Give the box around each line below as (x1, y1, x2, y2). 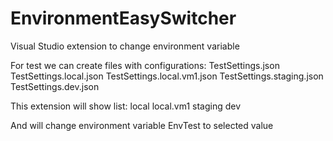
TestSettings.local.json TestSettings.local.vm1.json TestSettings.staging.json (10, 70, 324, 82)
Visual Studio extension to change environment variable (10, 40, 240, 52)
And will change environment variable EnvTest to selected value (10, 119, 274, 131)
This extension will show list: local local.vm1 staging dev (10, 100, 242, 112)
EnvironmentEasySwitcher (10, 7, 237, 30)
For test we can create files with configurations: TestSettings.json (10, 59, 280, 71)
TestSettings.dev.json (10, 80, 100, 92)
